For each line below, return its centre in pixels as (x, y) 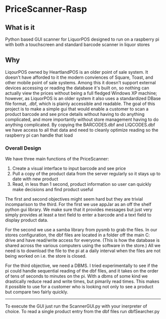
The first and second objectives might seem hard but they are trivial (74, 199)
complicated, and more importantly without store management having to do (82, 119)
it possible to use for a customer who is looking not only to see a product (79, 287)
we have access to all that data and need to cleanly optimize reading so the (82, 130)
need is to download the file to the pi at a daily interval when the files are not (83, 251)
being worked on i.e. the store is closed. (46, 256)
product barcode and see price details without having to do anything (75, 114)
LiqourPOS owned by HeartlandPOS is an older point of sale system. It (77, 72)
